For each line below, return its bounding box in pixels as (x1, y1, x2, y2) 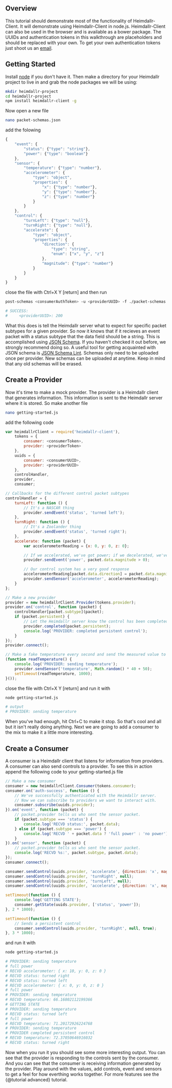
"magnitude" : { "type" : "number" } (41, 261, 114, 266)
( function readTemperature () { (5, 657, 72, 662)
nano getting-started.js (5, 410, 58, 415)
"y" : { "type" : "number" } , (41, 189, 97, 195)
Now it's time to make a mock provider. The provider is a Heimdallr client (5, 389, 159, 395)
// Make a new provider (5, 595, 56, 600)
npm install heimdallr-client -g (5, 99, 77, 104)
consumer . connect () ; (5, 860, 50, 865)
